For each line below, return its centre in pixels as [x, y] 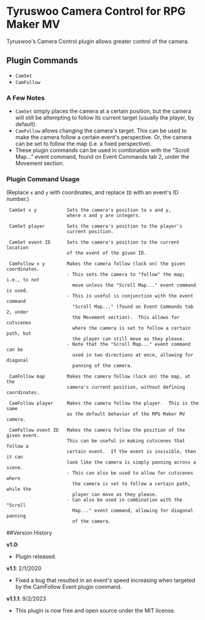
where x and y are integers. [104, 216]
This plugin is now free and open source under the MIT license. [95, 611]
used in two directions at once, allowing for [133, 355]
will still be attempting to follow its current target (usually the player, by [105, 118]
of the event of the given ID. [107, 253]
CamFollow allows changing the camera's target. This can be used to [101, 131]
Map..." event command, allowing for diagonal [133, 511]
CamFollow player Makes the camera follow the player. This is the [104, 404]
